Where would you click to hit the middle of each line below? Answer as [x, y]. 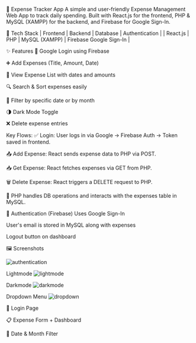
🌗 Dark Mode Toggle [32, 112]
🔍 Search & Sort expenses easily [46, 87]
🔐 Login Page [23, 308]
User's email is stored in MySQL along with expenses [71, 225]
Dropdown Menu [27, 296]
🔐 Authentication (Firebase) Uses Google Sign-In [66, 213]
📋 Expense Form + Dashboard [44, 320]
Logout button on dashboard [41, 236]
